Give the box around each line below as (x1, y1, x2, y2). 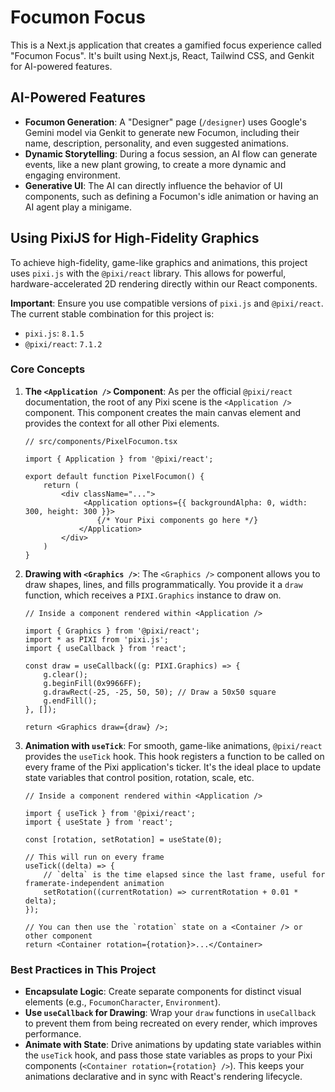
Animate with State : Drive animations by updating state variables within (24, 1039, 322, 1051)
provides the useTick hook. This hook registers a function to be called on (24, 750, 325, 762)
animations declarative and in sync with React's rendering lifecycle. (24, 1071, 303, 1083)
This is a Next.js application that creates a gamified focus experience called (10, 39, 322, 51)
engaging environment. (24, 169, 121, 181)
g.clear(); (43, 669, 89, 680)
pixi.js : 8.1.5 (24, 327, 85, 339)
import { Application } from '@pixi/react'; (24, 454, 214, 464)
